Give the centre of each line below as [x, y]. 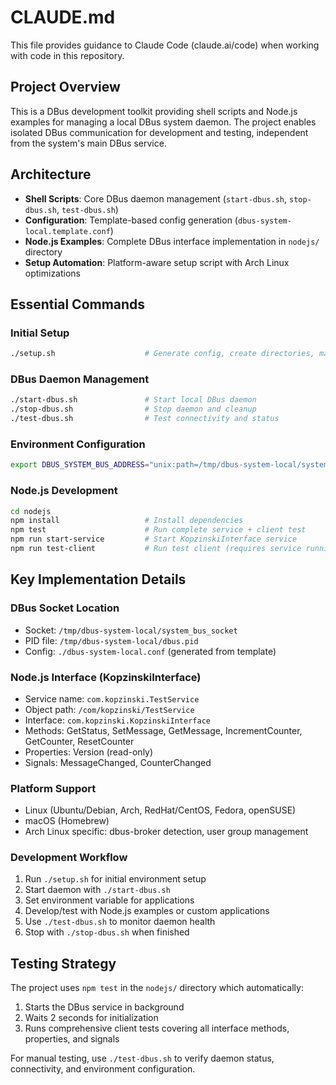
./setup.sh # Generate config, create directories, [162, 354]
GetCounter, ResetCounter [79, 741]
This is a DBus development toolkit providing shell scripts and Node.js [154, 111]
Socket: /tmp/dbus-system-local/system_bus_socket [131, 630]
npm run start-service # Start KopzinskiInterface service [154, 539]
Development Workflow [69, 858]
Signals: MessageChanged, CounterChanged [118, 762]
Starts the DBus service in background [104, 1007]
